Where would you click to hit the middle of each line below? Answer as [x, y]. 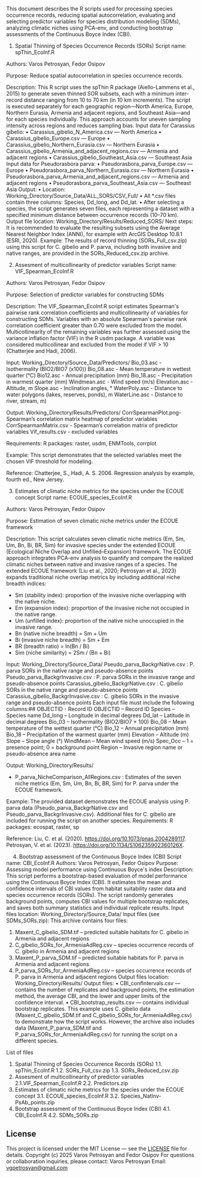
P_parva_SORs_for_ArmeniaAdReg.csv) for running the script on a [96, 1034]
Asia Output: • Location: [36, 189]
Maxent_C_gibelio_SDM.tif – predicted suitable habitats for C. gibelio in [102, 932]
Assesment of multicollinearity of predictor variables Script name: [96, 265]
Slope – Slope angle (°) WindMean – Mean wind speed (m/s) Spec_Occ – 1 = [100, 741]
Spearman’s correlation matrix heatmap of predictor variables [82, 419]
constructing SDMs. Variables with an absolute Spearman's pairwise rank [97, 319]
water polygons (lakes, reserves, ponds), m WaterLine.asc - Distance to [95, 394]
